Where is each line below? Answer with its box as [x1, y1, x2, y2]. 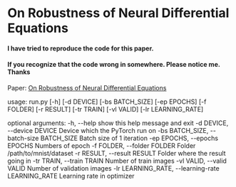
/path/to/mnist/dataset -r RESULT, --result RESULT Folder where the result [7, 149, 226, 157]
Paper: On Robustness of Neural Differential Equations [7, 83, 167, 92]
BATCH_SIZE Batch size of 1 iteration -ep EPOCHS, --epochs [40, 134, 219, 142]
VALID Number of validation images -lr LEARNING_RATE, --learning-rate [7, 164, 220, 172]
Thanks [7, 68, 31, 76]
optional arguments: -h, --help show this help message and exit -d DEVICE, [7, 119, 229, 127]
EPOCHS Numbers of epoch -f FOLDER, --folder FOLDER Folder [7, 141, 196, 150]
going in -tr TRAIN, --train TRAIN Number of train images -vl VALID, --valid [7, 156, 227, 165]
